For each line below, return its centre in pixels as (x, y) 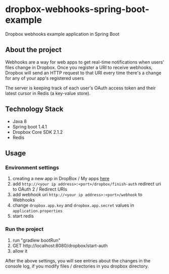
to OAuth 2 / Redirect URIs (40, 189)
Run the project (24, 229)
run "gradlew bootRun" (36, 240)
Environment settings (32, 168)
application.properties (38, 211)
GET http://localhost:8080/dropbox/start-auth (60, 245)
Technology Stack (34, 109)
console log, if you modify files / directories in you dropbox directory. (77, 266)
